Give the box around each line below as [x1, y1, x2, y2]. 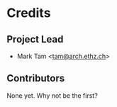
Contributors [6, 72, 65, 84]
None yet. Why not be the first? [6, 91, 99, 100]
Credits [6, 5, 51, 21]
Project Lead [6, 33, 64, 45]
